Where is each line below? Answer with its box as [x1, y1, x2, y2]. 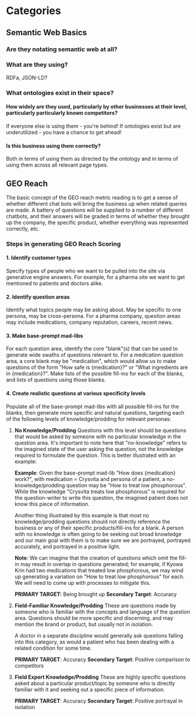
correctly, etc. [6, 225, 40, 232]
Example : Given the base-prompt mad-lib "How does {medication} [14, 469, 176, 476]
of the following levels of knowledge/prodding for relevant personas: [6, 415, 171, 422]
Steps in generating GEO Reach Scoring [6, 239, 121, 248]
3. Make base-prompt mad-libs [6, 332, 84, 339]
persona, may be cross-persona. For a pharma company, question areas [6, 313, 181, 320]
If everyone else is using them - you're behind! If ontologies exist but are [6, 122, 181, 130]
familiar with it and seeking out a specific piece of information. [14, 686, 165, 693]
